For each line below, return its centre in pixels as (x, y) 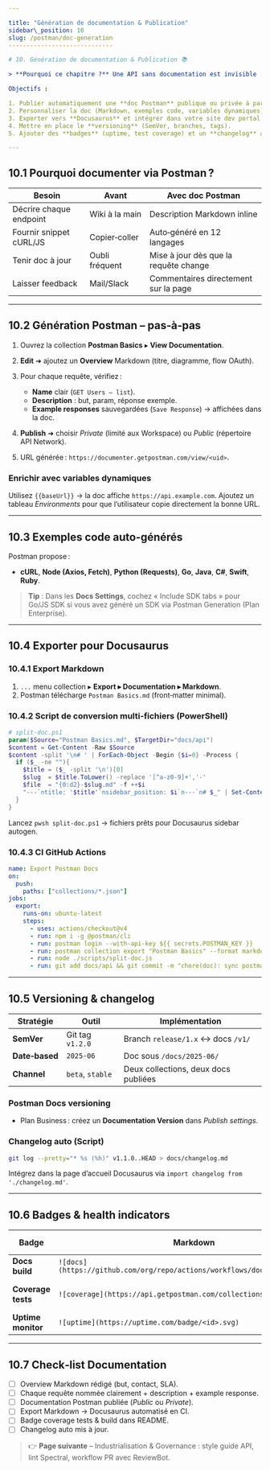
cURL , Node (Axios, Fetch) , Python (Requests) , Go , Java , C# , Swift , (134, 571)
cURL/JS (29, 242)
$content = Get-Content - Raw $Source (72, 747)
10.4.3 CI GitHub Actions (57, 852)
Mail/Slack (109, 284)
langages (167, 242)
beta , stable (89, 1073)
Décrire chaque (41, 209)
